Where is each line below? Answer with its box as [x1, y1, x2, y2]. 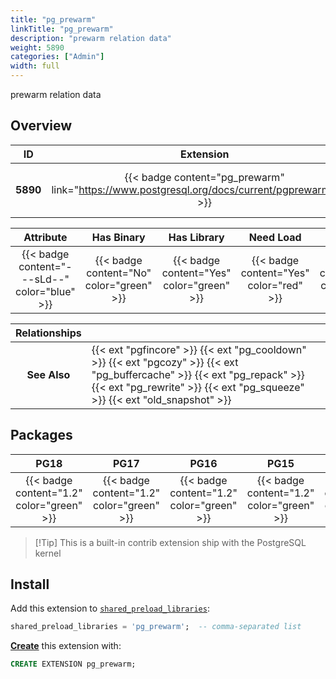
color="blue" [15, 284, 76, 298]
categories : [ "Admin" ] [10, 52, 105, 62]
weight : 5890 [10, 42, 65, 53]
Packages [10, 427, 73, 444]
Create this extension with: [10, 640, 122, 652]
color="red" [247, 278, 303, 292]
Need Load [248, 230, 302, 244]
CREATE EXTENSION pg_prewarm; [10, 659, 137, 670]
